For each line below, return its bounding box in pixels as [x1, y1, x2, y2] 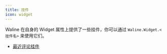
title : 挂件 [5, 7, 29, 12]
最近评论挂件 [12, 43, 39, 49]
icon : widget [5, 12, 33, 17]
